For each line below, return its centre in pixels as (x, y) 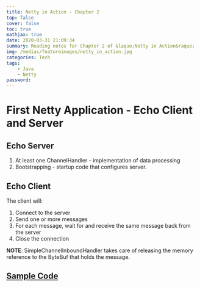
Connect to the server (43, 213)
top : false (20, 18)
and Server (35, 123)
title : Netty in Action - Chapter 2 (53, 12)
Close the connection (42, 238)
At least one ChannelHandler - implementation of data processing (98, 161)
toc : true (19, 29)
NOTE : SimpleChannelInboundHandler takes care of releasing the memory (100, 250)
